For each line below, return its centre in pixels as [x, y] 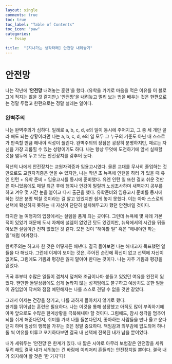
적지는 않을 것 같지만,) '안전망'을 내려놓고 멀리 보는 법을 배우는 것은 [82, 97]
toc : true [16, 20]
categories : [18, 34]
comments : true [22, 15]
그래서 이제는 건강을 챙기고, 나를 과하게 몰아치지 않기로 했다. [65, 300]
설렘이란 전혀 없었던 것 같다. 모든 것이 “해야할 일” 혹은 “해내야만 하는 [88, 229]
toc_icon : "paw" [23, 29]
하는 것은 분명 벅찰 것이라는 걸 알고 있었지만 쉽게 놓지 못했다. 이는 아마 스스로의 [85, 198]
